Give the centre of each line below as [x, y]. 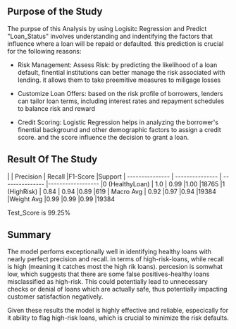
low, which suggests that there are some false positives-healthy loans [108, 274]
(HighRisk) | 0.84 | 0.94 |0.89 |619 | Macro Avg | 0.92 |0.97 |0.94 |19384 [112, 191]
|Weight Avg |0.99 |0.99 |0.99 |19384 [61, 199]
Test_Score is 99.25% [39, 213]
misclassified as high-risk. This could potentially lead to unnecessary [107, 282]
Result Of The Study [52, 159]
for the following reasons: [44, 51]
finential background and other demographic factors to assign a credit [119, 129]
